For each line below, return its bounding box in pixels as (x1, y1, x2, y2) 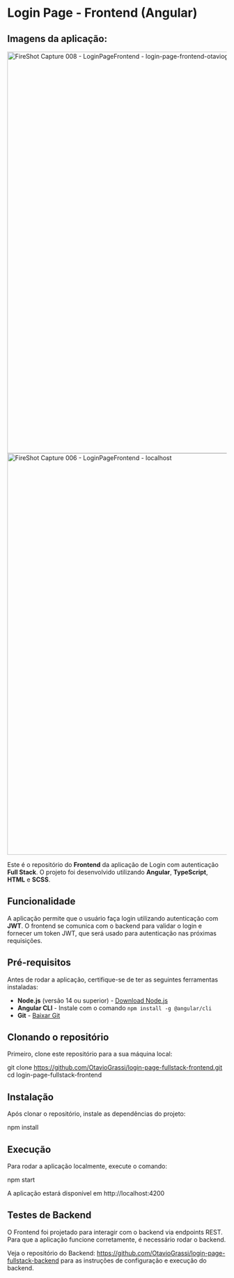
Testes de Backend (7, 1209, 92, 1221)
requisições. (7, 936, 43, 945)
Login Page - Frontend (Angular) (7, 5, 198, 21)
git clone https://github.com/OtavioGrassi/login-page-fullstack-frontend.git (7, 1063, 223, 1072)
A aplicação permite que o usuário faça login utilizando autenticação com (7, 914, 219, 922)
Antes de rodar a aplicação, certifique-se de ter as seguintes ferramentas (7, 975, 218, 984)
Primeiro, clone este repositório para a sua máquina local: (7, 1050, 173, 1058)
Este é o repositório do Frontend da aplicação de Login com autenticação (7, 861, 219, 868)
